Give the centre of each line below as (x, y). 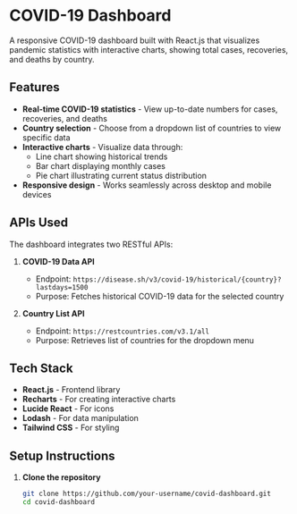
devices (37, 194)
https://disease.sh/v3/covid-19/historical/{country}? (177, 279)
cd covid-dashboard (59, 502)
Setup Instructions (62, 455)
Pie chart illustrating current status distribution (121, 175)
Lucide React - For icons (68, 409)
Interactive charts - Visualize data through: (102, 147)
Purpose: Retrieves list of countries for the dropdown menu (145, 340)
